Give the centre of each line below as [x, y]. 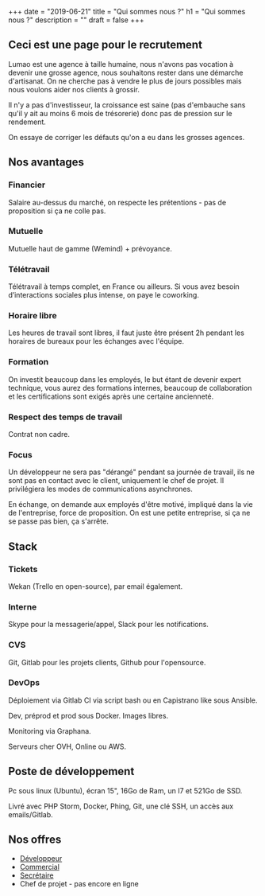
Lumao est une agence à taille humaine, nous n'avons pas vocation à [121, 64]
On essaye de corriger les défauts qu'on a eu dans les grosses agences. [127, 137]
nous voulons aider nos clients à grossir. [74, 89]
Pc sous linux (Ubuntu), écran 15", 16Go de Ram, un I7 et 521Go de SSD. [125, 790]
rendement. [27, 122]
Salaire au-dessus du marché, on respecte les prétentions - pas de [117, 202]
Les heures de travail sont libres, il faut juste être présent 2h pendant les [126, 333]
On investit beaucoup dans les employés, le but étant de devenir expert [125, 379]
